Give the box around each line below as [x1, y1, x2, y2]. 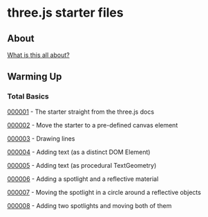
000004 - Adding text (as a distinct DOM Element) [7, 148, 151, 156]
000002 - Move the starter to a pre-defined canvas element [7, 121, 178, 129]
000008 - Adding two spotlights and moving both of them [7, 201, 172, 209]
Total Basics [7, 92, 50, 101]
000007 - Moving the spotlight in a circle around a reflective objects [7, 188, 202, 196]
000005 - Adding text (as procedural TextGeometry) [7, 161, 157, 169]
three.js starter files [7, 5, 124, 21]
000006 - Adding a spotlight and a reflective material [7, 175, 159, 183]
